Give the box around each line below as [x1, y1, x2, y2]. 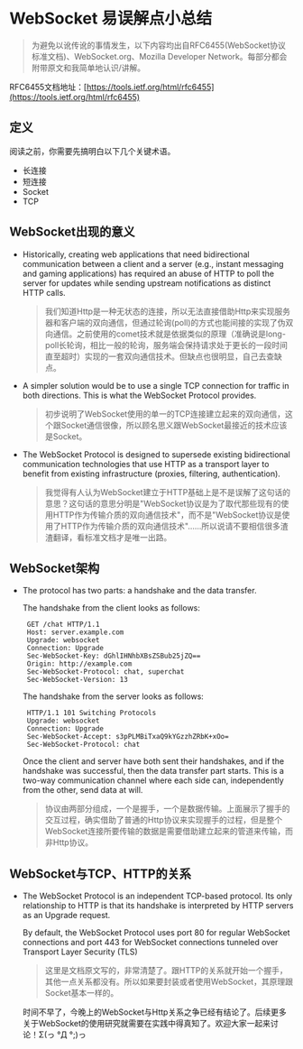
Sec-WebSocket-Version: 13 [26, 676, 128, 685]
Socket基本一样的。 [44, 988, 119, 998]
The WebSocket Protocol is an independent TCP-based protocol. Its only [22, 890, 293, 902]
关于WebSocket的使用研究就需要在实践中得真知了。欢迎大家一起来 [22, 1018, 271, 1029]
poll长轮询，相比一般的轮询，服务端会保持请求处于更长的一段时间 [44, 339, 289, 350]
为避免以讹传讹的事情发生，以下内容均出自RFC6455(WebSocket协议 [31, 40, 287, 51]
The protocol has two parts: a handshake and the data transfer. [22, 585, 257, 596]
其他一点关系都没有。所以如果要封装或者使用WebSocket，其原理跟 [44, 976, 293, 988]
